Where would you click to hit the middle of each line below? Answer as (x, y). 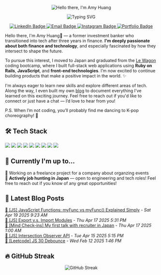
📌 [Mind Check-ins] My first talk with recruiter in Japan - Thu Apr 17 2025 (78, 226)
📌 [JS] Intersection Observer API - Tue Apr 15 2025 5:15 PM (64, 236)
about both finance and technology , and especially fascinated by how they (80, 46)
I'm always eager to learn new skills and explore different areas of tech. (76, 85)
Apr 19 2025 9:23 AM (26, 215)
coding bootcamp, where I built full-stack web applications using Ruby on (79, 66)
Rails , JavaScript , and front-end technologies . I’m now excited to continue (80, 71)
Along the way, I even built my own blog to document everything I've (73, 91)
